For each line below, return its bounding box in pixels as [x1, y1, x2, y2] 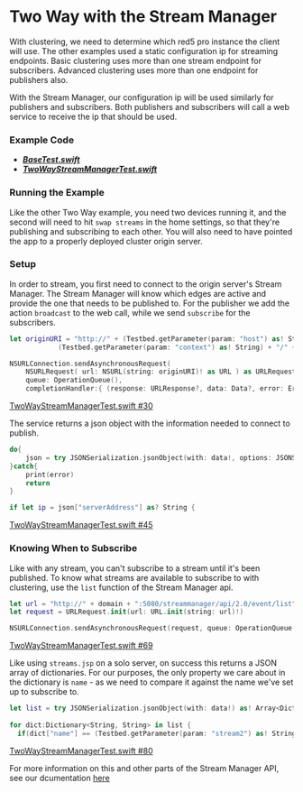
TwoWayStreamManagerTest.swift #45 [9, 520, 153, 530]
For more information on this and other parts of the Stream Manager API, [9, 762, 280, 773]
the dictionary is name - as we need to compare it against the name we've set [9, 677, 294, 687]
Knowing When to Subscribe [9, 542, 138, 555]
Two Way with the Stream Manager [9, 6, 278, 27]
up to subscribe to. [9, 686, 79, 697]
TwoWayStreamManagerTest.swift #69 [9, 640, 153, 651]
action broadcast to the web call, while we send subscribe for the [9, 307, 251, 318]
